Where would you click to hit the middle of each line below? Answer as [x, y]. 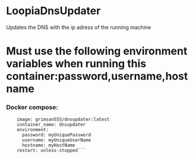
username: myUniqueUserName [56, 140]
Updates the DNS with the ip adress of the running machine [79, 27]
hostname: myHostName [48, 145]
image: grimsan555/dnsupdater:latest [63, 119]
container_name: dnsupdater [51, 125]
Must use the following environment [97, 51]
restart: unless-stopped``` [51, 151]
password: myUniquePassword [56, 135]
